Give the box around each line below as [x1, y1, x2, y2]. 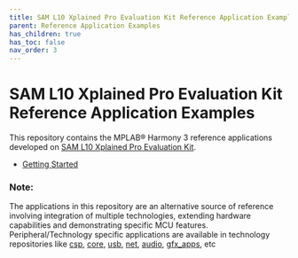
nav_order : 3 [9, 46, 58, 55]
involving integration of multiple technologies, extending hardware [9, 210, 251, 222]
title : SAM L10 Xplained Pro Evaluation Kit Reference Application [9, 12, 264, 22]
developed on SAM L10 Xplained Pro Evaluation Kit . [9, 142, 197, 152]
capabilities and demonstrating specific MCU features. [9, 220, 208, 231]
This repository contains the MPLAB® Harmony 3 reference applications [9, 132, 273, 143]
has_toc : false [9, 37, 66, 47]
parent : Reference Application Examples [9, 21, 161, 30]
